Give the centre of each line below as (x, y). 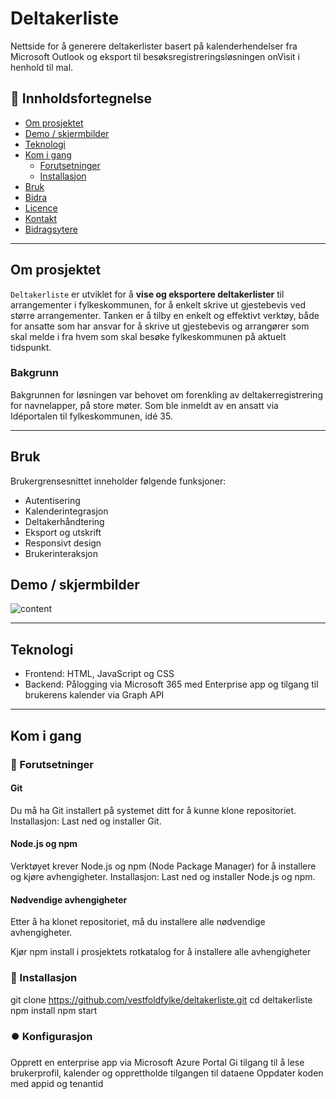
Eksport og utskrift (63, 532)
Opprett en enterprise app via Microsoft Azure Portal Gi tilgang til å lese (157, 1062)
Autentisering (52, 500)
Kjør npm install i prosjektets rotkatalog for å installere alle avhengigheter (161, 952)
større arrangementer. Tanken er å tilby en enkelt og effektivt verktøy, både (165, 315)
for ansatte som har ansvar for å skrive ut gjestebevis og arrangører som (160, 326)
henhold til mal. (42, 67)
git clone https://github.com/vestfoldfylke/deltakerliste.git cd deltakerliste (161, 999)
